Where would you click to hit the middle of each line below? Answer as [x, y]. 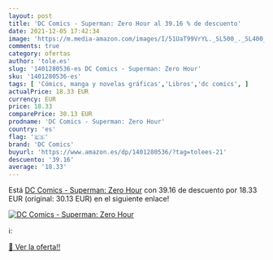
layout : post [30, 16]
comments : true [34, 46]
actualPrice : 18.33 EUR [49, 91]
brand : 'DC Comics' [41, 144]
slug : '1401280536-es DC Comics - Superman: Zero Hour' [105, 69]
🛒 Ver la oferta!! [35, 247]
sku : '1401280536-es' [45, 76]
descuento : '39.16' [41, 159]
